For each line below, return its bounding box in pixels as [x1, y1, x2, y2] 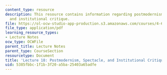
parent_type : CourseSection [5, 48, 64, 53]
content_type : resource [5, 7, 55, 12]
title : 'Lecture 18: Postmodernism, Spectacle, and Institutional [5, 58, 146, 63]
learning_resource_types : [5, 30, 59, 35]
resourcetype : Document [5, 53, 55, 58]
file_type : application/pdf [5, 26, 64, 31]
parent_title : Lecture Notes [5, 44, 66, 49]
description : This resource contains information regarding [5, 12, 133, 17]
